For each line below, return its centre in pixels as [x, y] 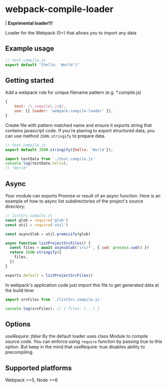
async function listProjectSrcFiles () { [48, 243]
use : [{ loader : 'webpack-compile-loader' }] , [64, 111]
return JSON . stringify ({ [36, 252]
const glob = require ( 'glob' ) [37, 220]
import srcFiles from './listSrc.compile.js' [53, 299]
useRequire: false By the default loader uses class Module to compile [77, 336]
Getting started [30, 80]
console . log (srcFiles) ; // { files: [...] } [52, 309]
